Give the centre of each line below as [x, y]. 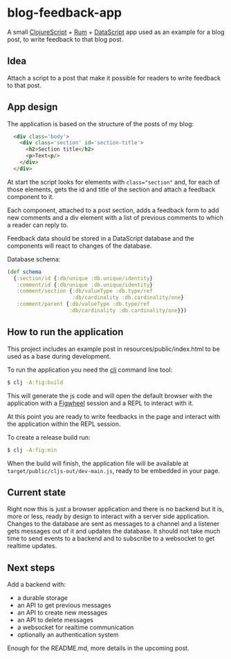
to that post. [24, 85]
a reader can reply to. [38, 225]
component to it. [30, 196]
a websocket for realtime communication [75, 627]
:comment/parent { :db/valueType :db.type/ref [83, 304]
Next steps [31, 568]
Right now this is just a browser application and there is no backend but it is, [115, 509]
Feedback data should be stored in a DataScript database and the [101, 238]
